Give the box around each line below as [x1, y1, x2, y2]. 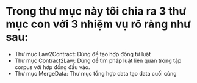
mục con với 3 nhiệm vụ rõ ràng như [5, 17, 192, 31]
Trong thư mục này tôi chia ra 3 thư [5, 4, 187, 18]
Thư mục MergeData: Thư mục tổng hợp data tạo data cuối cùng [14, 70, 177, 77]
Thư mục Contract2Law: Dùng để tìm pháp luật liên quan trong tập [14, 57, 182, 64]
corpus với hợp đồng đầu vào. [14, 63, 90, 71]
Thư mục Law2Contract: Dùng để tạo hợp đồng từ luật [14, 50, 151, 57]
